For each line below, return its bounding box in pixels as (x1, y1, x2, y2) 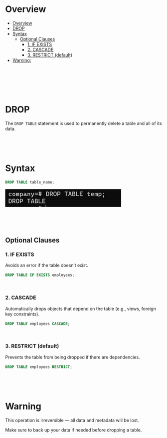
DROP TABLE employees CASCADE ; (5, 321, 70, 326)
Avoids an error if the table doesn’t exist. (5, 262, 89, 268)
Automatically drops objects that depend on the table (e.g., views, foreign (5, 305, 156, 311)
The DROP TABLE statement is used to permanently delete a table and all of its (5, 120, 162, 126)
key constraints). (5, 311, 40, 317)
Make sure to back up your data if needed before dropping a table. (5, 426, 142, 433)
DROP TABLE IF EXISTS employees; (5, 272, 75, 278)
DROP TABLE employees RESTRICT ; (5, 364, 72, 369)
